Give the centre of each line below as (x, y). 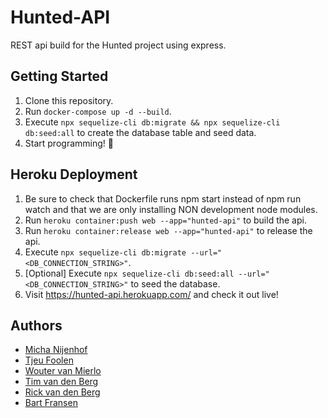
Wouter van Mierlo (63, 371)
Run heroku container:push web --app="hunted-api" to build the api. (165, 220)
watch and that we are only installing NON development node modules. (171, 209)
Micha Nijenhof (56, 350)
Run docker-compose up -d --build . (98, 111)
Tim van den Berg (61, 382)
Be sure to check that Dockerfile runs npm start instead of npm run (163, 198)
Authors (36, 325)
